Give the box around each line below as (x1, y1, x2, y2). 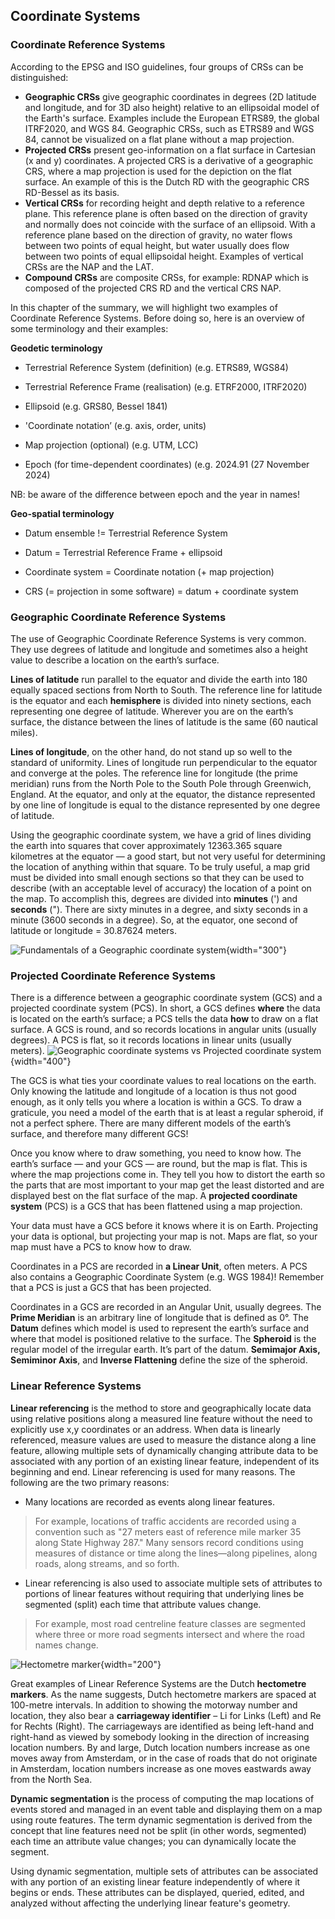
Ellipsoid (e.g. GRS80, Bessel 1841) (24, 400, 168, 412)
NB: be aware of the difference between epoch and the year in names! (10, 488, 300, 500)
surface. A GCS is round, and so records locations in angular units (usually (10, 1024, 317, 1036)
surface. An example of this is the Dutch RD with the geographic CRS (24, 175, 310, 188)
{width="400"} (10, 1055, 72, 1068)
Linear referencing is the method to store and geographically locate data (10, 1402, 312, 1414)
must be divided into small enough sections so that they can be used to (10, 871, 305, 883)
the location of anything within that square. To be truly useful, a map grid (10, 860, 311, 873)
